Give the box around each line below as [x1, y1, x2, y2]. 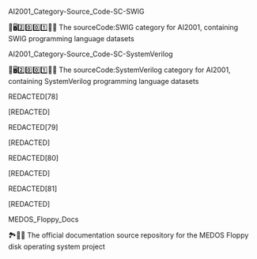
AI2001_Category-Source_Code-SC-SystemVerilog [8, 49, 173, 59]
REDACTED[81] [8, 184, 58, 193]
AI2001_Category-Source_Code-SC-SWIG [8, 7, 145, 16]
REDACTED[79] [8, 123, 59, 131]
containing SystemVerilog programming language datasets [8, 77, 199, 86]
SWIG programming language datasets [8, 34, 134, 43]
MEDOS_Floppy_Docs [8, 215, 79, 224]
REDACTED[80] [8, 154, 59, 162]
